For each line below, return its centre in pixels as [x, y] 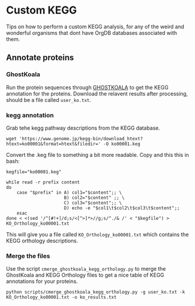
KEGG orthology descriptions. [42, 241]
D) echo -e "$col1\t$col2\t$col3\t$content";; [122, 208]
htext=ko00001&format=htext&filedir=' [53, 144]
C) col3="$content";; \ [93, 203]
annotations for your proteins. [42, 281]
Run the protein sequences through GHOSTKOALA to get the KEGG [87, 87]
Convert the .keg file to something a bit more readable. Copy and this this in [97, 154]
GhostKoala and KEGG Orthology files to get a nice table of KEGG [85, 275]
